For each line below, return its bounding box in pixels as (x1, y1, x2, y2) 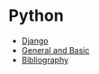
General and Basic (21, 44, 90, 55)
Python (8, 5, 64, 26)
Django (21, 35, 49, 46)
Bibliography (21, 54, 69, 65)
